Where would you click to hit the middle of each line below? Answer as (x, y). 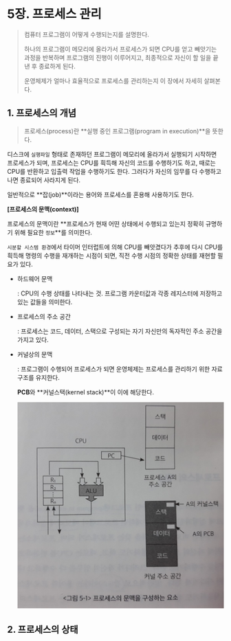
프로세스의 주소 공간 (44, 316)
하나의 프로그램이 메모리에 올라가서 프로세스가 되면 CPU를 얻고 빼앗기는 (120, 49)
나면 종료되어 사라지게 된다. (44, 180)
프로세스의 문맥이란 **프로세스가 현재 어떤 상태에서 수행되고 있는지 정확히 (106, 223)
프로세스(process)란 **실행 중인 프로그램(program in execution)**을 (117, 131)
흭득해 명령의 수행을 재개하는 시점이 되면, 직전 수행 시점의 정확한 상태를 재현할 (112, 256)
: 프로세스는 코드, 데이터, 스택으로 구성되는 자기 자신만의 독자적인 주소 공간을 (120, 331)
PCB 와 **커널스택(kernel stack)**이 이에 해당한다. (86, 392)
